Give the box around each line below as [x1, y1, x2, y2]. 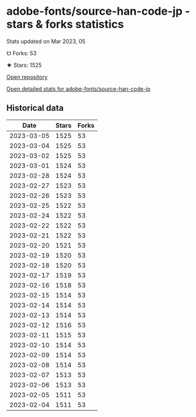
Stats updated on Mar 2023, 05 [6, 37, 86, 45]
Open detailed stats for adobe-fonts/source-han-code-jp [6, 85, 151, 93]
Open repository [6, 73, 48, 80]
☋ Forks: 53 [6, 49, 37, 56]
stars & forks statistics [6, 17, 124, 31]
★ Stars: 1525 [6, 61, 42, 69]
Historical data [6, 103, 64, 113]
